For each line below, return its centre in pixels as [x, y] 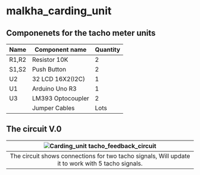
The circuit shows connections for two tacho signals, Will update [100, 156]
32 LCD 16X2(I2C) [58, 79]
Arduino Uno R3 [54, 89]
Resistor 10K [50, 60]
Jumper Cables [53, 108]
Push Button [49, 69]
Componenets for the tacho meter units [81, 33]
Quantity [108, 50]
